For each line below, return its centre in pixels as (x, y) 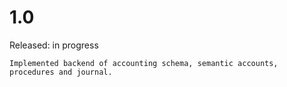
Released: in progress (54, 45)
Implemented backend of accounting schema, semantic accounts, (144, 63)
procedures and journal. (61, 72)
